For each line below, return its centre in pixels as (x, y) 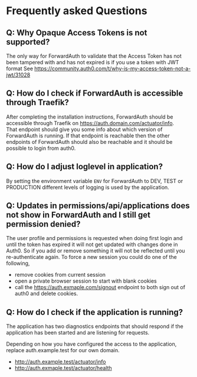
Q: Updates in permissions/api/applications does (98, 206)
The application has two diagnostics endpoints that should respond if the (95, 326)
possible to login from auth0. (41, 148)
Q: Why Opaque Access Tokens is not (77, 33)
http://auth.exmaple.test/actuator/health (63, 368)
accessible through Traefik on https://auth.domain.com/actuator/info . (90, 123)
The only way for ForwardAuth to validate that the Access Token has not (94, 56)
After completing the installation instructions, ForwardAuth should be (90, 117)
